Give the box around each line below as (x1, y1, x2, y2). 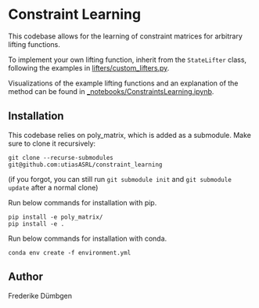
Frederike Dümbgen (8, 291, 73, 300)
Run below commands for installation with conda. (8, 234, 167, 243)
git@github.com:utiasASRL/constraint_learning (8, 161, 163, 168)
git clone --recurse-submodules (8, 154, 113, 161)
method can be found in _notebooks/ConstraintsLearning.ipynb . (8, 86, 214, 96)
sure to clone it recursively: (8, 139, 96, 148)
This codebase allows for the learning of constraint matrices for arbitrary (8, 31, 243, 41)
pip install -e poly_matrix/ (8, 213, 103, 221)
